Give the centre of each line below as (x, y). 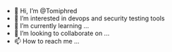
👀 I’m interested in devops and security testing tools (89, 18)
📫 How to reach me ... (47, 41)
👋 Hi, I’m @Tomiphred (45, 11)
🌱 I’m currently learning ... (51, 26)
